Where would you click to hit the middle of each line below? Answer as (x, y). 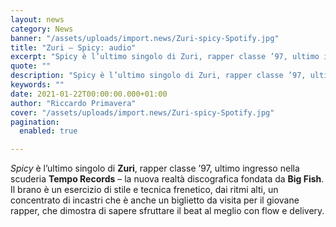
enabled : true (48, 131)
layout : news (37, 19)
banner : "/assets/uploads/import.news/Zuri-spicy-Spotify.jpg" (145, 38)
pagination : (35, 122)
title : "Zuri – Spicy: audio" (73, 47)
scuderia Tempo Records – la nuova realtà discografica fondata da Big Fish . (167, 179)
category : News (42, 29)
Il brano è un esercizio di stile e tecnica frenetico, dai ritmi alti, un (144, 190)
